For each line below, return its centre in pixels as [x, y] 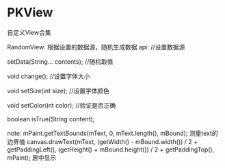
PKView [30, 13]
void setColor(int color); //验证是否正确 [62, 105]
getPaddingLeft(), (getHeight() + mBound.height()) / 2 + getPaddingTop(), [111, 149]
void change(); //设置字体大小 [49, 76]
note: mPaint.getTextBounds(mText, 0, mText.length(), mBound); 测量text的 [112, 133]
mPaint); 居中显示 [32, 157]
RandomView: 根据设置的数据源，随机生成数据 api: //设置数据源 [96, 47]
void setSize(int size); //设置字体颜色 [58, 91]
